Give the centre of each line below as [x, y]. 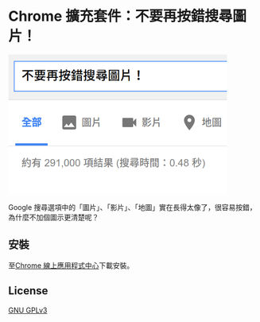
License [28, 291]
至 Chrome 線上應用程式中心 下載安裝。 [71, 265]
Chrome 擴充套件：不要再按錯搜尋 [120, 16]
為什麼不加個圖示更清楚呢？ [54, 217]
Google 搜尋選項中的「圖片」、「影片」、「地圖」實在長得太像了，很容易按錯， [132, 207]
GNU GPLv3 [28, 310]
